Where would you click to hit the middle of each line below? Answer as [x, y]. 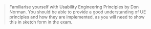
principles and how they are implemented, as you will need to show [77, 17]
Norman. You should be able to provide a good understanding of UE [77, 12]
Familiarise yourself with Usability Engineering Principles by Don [74, 7]
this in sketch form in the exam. [41, 22]
